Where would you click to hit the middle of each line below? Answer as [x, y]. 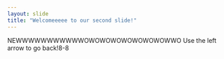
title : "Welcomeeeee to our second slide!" [72, 20]
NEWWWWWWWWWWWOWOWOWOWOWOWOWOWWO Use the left [112, 40]
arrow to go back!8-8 [38, 48]
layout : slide [28, 14]
